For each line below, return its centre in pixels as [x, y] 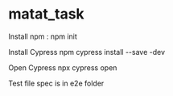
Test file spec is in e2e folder [56, 83]
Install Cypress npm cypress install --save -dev [87, 52]
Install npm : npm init [43, 36]
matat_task [46, 14]
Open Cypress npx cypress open [63, 67]
